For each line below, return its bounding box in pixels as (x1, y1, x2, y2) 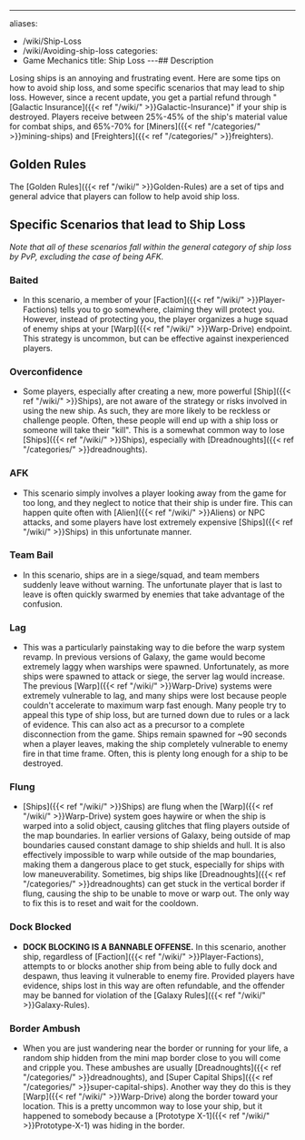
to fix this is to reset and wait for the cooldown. (22, 898, 199, 909)
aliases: (9, 18, 38, 28)
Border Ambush (9, 1022, 81, 1034)
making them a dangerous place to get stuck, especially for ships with (22, 859, 285, 870)
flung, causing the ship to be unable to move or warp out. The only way (22, 888, 290, 899)
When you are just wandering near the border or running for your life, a (22, 1043, 289, 1054)
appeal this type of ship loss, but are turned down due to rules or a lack (22, 710, 290, 721)
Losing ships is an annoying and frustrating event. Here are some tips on (9, 73, 281, 83)
